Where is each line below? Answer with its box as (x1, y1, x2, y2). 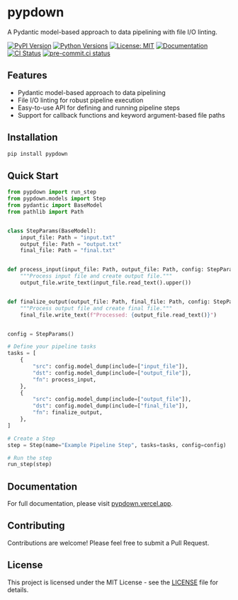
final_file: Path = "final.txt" (20, 247, 115, 254)
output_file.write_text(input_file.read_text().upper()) (20, 279, 192, 286)
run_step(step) (7, 461, 52, 468)
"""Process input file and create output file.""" (20, 273, 173, 280)
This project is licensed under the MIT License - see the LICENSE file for (7, 578, 218, 587)
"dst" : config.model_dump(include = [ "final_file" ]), (33, 402, 189, 409)
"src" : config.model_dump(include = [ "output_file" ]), (33, 396, 192, 403)
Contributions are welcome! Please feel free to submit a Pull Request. (7, 538, 210, 547)
